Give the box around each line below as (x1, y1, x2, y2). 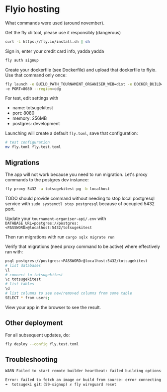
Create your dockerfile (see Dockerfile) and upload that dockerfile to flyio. (5, 67, 157, 73)
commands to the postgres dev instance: (5, 177, 89, 182)
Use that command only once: (5, 72, 67, 78)
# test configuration (5, 140, 50, 145)
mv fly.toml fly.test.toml (5, 145, 61, 150)
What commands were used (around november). (5, 20, 105, 26)
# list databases (5, 263, 41, 268)
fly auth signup (5, 58, 39, 63)
